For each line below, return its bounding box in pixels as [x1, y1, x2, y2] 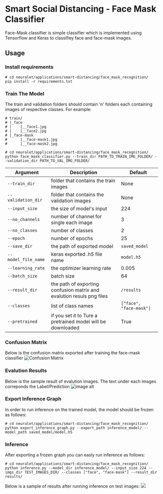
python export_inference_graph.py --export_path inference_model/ [5, 425, 142, 430]
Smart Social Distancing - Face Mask [5, 3, 157, 15]
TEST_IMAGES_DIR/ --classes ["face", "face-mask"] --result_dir [24, 470, 158, 475]
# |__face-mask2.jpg [5, 141, 57, 146]
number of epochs [50, 235, 93, 242]
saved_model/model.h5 [29, 429, 73, 435]
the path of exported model [50, 243, 114, 249]
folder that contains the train [50, 177, 115, 184]
